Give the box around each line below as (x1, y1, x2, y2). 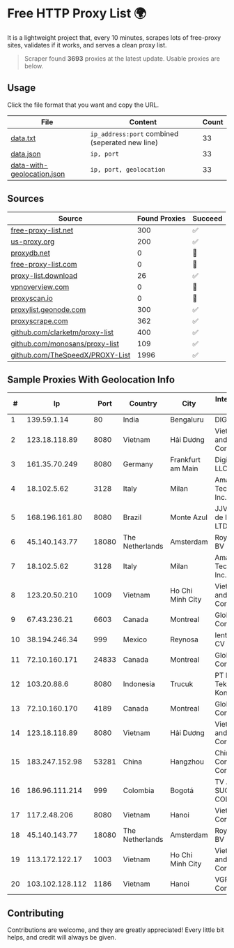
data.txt (10, 133, 36, 143)
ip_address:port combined (90, 128, 179, 138)
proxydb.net (10, 248, 51, 258)
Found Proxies (136, 214, 186, 223)
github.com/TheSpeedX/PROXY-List (10, 350, 131, 360)
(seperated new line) (90, 138, 159, 147)
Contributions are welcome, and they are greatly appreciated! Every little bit (7, 926, 224, 934)
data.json (10, 149, 41, 158)
